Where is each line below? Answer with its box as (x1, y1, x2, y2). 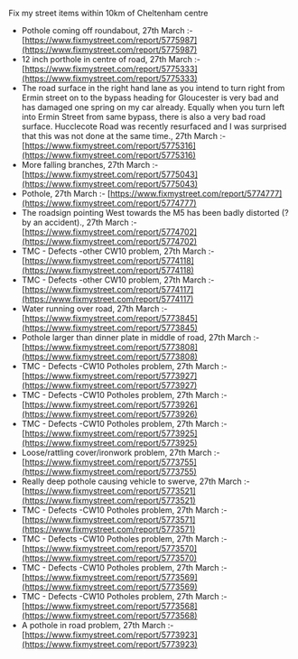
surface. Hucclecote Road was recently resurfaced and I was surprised (21, 121, 287, 132)
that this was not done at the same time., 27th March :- (21, 131, 227, 141)
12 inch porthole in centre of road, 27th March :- (21, 54, 200, 64)
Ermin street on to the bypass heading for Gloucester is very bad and (21, 92, 279, 103)
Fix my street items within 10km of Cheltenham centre (8, 8, 209, 18)
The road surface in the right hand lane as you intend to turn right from (21, 83, 285, 93)
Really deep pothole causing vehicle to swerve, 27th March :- (21, 476, 250, 487)
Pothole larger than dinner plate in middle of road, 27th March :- (21, 332, 260, 342)
